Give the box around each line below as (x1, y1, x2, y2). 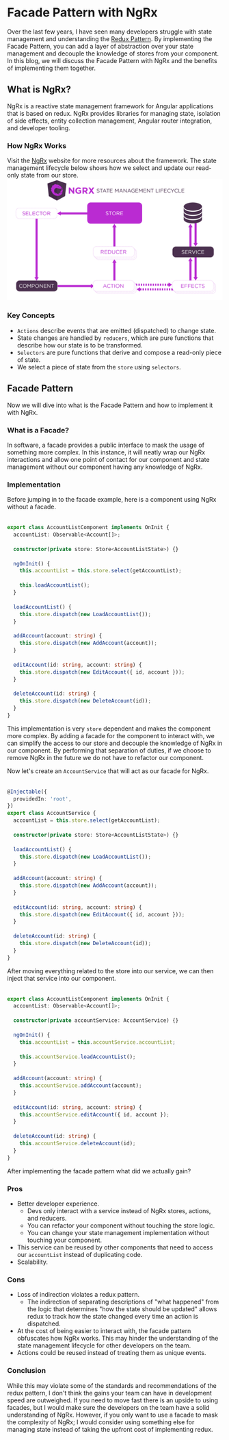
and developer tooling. (7, 123, 70, 132)
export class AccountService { (7, 810, 96, 817)
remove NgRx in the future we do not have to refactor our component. (7, 753, 204, 761)
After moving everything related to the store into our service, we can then (7, 966, 214, 975)
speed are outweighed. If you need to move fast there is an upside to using (7, 1396, 219, 1404)
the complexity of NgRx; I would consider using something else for (7, 1417, 195, 1426)
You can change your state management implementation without (27, 1228, 210, 1236)
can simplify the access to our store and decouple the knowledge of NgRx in (7, 739, 223, 747)
